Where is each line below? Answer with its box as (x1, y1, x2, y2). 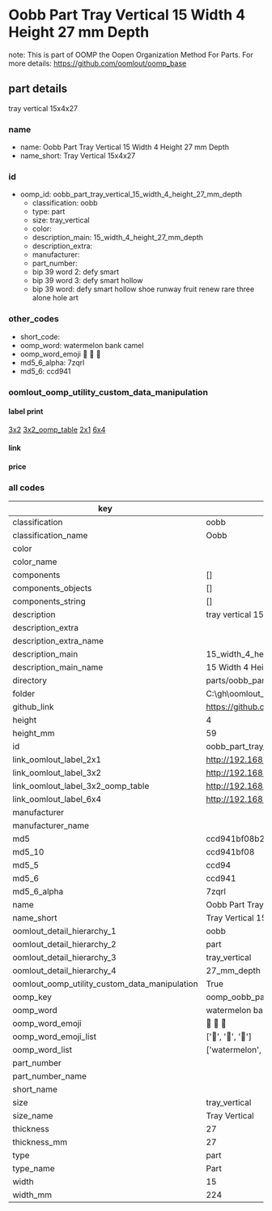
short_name (12, 1084, 58, 1095)
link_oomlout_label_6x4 (12, 794, 102, 805)
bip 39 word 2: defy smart (32, 267, 120, 277)
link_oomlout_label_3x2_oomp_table (12, 781, 150, 792)
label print (8, 407, 44, 416)
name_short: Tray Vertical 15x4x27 (19, 151, 136, 161)
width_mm (12, 1189, 53, 1200)
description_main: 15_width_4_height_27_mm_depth (32, 233, 204, 243)
